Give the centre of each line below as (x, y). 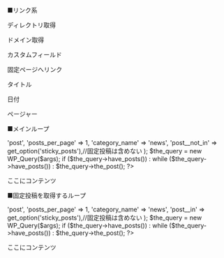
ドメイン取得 (25, 40)
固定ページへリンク (35, 69)
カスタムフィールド (35, 55)
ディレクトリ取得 (32, 25)
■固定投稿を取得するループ (46, 195)
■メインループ (28, 129)
